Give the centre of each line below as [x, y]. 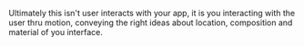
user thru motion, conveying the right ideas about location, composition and [151, 23]
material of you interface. [56, 32]
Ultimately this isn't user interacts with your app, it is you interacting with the [152, 13]
